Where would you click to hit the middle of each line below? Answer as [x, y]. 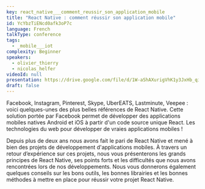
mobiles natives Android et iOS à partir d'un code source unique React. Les [101, 122]
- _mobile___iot [32, 46]
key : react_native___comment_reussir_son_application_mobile [86, 12]
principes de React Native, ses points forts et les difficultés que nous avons [101, 160]
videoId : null [24, 74]
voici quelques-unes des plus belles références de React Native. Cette [95, 109]
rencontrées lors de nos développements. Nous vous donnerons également [101, 166]
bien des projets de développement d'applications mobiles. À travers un [97, 147]
